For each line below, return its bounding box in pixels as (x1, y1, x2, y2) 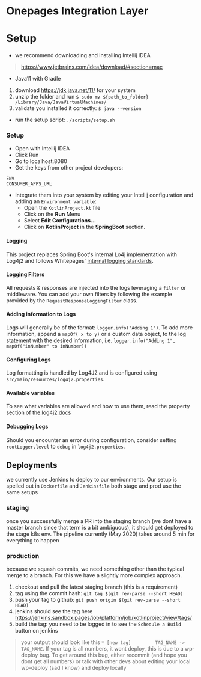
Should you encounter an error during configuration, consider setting (6, 436, 177, 443)
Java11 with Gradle (14, 75, 61, 82)
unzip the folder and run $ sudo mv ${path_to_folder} (14, 93, 149, 100)
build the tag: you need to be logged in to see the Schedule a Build (14, 620, 181, 628)
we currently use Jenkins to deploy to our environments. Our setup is (6, 476, 177, 483)
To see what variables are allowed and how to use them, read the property (6, 403, 190, 410)
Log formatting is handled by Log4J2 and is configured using (6, 369, 158, 376)
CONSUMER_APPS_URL (6, 181, 52, 187)
